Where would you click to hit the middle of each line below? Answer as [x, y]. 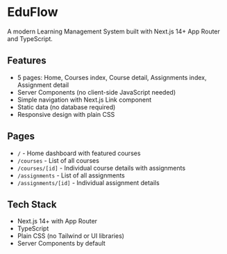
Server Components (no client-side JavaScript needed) [96, 92]
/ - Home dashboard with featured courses [79, 153]
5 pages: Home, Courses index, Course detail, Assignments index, [112, 77]
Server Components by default [61, 244]
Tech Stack [32, 204]
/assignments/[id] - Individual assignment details [88, 182]
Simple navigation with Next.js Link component [84, 100]
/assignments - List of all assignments [71, 175]
